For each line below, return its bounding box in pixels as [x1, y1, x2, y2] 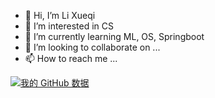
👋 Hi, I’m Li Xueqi [24, 10, 96, 21]
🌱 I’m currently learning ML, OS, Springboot [24, 31, 205, 42]
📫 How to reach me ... [24, 53, 118, 64]
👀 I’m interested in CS [24, 20, 115, 32]
